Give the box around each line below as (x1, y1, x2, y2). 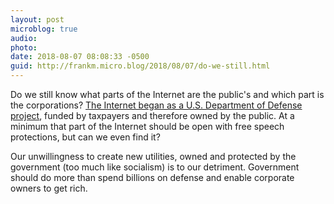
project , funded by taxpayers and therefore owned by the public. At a (10, 110, 295, 121)
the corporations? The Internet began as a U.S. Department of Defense (10, 99, 303, 111)
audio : (10, 33, 38, 43)
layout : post (10, 14, 65, 25)
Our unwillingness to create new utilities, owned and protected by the (10, 151, 297, 162)
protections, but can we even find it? (10, 131, 161, 143)
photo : (10, 42, 38, 53)
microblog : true (10, 24, 78, 34)
